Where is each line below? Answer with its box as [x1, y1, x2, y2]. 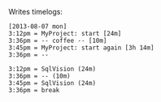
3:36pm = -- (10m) [8, 72, 71, 80]
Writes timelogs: [8, 7, 63, 16]
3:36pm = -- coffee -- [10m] [8, 36, 107, 45]
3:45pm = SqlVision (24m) [8, 79, 96, 87]
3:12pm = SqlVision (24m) [8, 65, 96, 73]
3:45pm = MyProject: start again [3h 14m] [8, 44, 154, 52]
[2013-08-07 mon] [8, 23, 67, 31]
